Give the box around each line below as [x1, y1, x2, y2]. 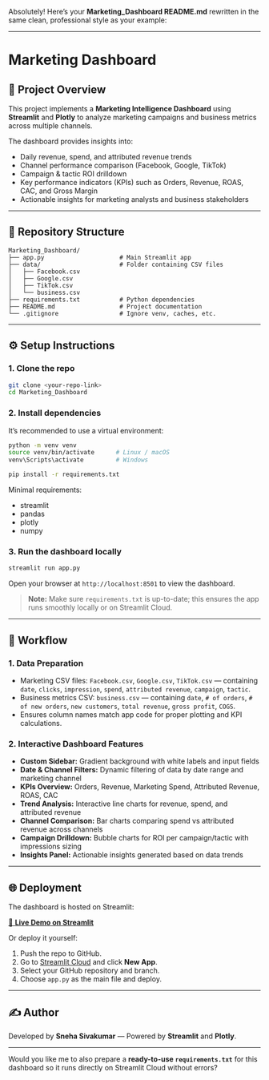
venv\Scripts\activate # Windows [8, 456, 149, 464]
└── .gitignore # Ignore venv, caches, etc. [8, 309, 217, 317]
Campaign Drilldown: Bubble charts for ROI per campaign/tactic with [19, 833, 249, 843]
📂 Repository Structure [8, 225, 125, 239]
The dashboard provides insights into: [8, 136, 134, 146]
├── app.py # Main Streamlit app [8, 253, 192, 261]
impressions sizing [19, 841, 82, 852]
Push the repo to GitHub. [19, 949, 102, 958]
